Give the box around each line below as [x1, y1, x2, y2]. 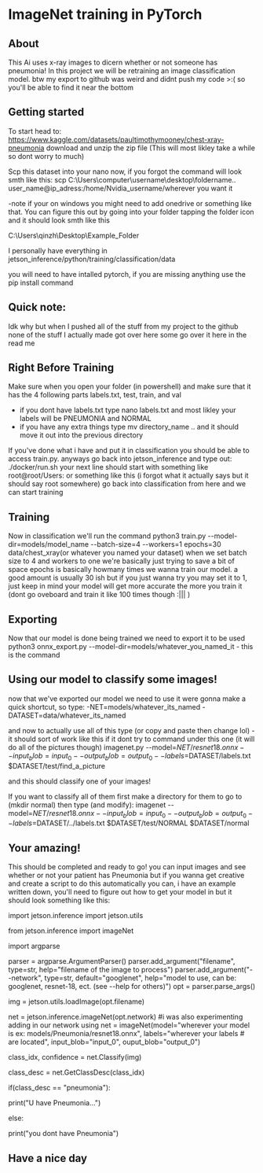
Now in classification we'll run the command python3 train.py [8, 531, 206, 540]
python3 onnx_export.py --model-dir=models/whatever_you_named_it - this [8, 642, 254, 651]
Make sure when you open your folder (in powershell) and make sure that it [8, 382, 251, 391]
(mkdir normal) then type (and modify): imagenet [8, 800, 166, 810]
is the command [8, 651, 60, 660]
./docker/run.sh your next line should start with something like [8, 463, 209, 472]
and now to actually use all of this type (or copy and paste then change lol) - [8, 725, 255, 735]
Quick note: [8, 301, 67, 314]
